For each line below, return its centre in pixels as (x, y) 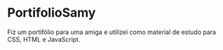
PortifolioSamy (52, 13)
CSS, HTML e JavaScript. (44, 39)
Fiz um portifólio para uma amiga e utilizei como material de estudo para (111, 32)
